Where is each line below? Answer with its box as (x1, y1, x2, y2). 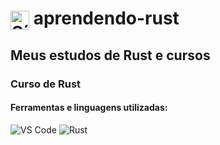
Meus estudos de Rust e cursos (10, 47, 211, 64)
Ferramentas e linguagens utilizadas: (10, 102, 168, 114)
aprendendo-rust (33, 7, 180, 30)
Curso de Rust (10, 77, 82, 91)
